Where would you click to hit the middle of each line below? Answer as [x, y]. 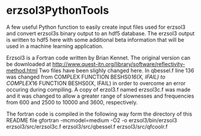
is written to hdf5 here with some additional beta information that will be [95, 40]
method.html [22, 70]
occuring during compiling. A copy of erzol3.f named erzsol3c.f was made [98, 89]
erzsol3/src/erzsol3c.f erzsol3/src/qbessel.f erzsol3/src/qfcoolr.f [87, 126]
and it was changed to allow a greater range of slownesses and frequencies [100, 96]
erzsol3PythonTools [58, 10]
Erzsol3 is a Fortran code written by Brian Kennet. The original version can [98, 58]
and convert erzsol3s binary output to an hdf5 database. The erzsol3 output [100, 33]
